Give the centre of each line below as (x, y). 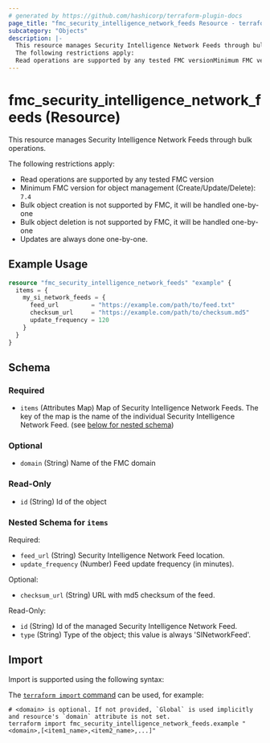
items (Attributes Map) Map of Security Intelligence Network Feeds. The (139, 408)
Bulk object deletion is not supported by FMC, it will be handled (125, 222)
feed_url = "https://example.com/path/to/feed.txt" (132, 305)
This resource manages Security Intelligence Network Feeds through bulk (131, 139)
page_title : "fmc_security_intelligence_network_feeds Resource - (122, 23)
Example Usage (48, 265)
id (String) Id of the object (63, 501)
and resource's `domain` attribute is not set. (90, 716)
